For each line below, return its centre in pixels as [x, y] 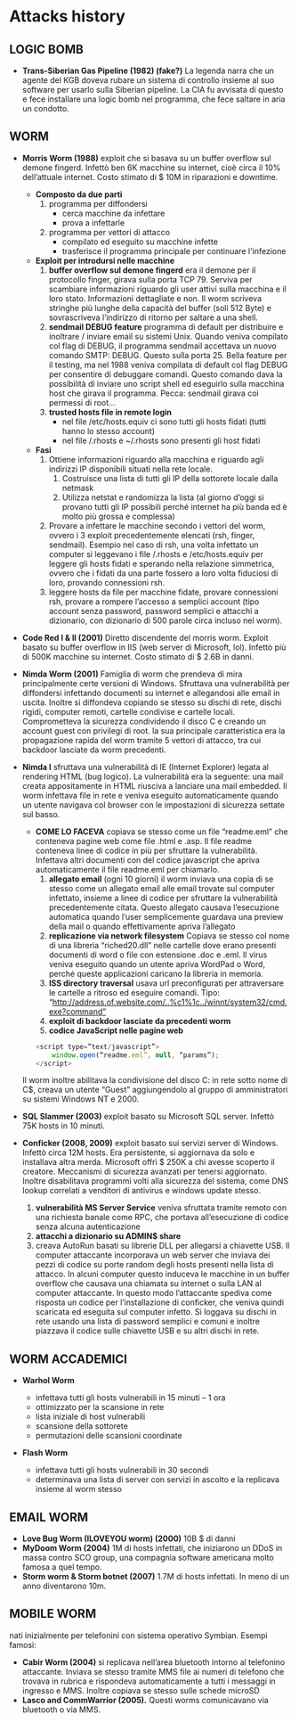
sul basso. [41, 814]
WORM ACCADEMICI [68, 1359]
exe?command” [77, 1011]
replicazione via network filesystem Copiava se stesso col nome [169, 935]
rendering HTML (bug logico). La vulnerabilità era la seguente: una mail [153, 776]
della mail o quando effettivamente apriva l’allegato [142, 926]
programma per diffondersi [98, 203]
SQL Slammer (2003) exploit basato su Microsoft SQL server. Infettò [148, 1117]
